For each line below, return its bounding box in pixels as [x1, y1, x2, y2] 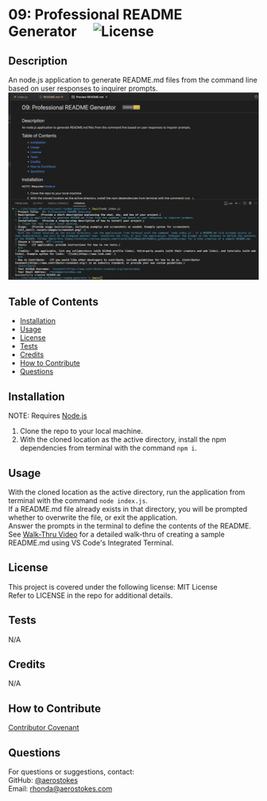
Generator [8, 22, 77, 41]
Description [8, 54, 68, 68]
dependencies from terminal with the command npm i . [19, 443, 197, 453]
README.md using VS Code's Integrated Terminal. [8, 538, 174, 548]
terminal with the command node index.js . [8, 495, 149, 505]
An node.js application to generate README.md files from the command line [8, 75, 258, 84]
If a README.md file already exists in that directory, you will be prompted [8, 504, 248, 513]
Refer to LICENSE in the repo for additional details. [8, 590, 173, 600]
